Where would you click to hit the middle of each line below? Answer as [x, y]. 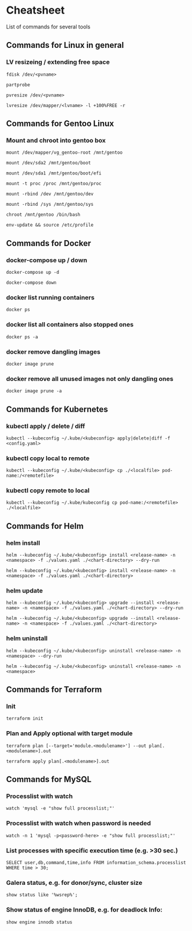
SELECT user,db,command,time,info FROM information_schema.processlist [96, 863]
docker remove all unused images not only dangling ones [90, 379]
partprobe [18, 85]
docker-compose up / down [47, 260]
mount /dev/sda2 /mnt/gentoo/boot [49, 163]
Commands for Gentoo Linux [60, 124]
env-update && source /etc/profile [50, 225]
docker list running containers [50, 298]
